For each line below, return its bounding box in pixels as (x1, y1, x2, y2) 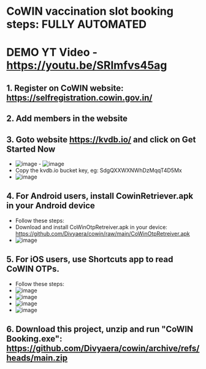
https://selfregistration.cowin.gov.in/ (6, 92, 153, 103)
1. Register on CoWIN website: (6, 83, 124, 93)
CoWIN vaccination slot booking (6, 4, 174, 18)
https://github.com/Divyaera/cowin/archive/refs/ (6, 343, 200, 354)
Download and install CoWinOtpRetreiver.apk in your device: (15, 223, 167, 231)
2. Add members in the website (6, 114, 128, 124)
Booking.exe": (6, 333, 63, 344)
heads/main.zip (6, 352, 68, 363)
